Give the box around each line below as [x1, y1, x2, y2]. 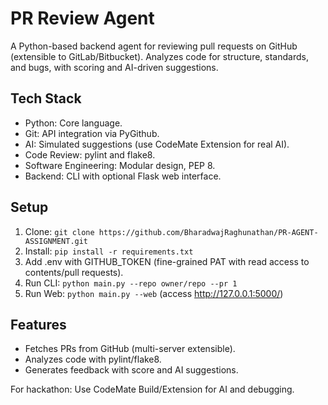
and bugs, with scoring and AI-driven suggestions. [10, 61, 219, 73]
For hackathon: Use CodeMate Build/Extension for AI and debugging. [10, 383, 295, 396]
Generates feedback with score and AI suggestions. [24, 364, 239, 376]
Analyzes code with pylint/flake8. [24, 353, 162, 366]
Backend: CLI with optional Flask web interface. [24, 170, 222, 182]
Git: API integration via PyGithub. [24, 127, 160, 139]
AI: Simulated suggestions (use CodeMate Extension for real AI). [24, 138, 290, 150]
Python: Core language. [24, 117, 123, 129]
